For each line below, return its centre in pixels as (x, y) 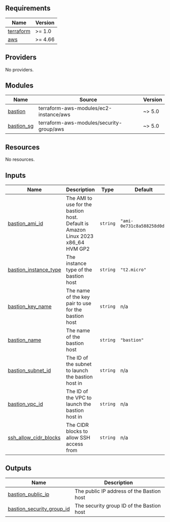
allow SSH (78, 438)
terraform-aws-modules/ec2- (75, 108)
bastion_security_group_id (39, 509)
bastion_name (25, 340)
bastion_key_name (30, 307)
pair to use (79, 304)
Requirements (28, 8)
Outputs (18, 468)
